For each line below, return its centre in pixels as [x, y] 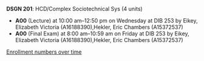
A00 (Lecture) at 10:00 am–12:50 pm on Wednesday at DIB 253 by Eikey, [106, 20]
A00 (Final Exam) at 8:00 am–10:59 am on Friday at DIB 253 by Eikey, [102, 34]
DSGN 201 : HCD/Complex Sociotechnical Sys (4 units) [75, 9]
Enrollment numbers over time [44, 52]
